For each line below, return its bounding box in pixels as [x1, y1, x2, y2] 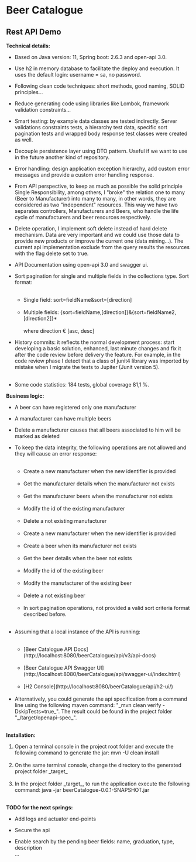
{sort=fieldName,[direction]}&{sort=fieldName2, [60, 309, 177, 316]
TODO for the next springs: [6, 804, 73, 811]
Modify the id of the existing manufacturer [23, 505, 125, 512]
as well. [14, 136, 33, 143]
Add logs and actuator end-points [14, 815, 97, 822]
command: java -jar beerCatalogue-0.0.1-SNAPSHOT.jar [14, 787, 150, 793]
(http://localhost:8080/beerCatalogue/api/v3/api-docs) [23, 652, 156, 658]
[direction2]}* [23, 315, 57, 322]
